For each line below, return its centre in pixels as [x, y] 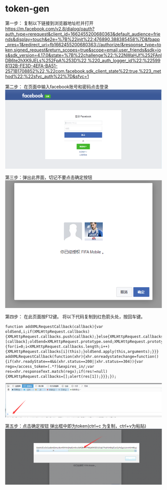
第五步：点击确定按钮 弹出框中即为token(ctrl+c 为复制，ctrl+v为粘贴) [76, 426]
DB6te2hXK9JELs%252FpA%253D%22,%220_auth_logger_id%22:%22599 [83, 60]
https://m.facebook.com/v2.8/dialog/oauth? [50, 28]
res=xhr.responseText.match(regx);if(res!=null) [56, 372]
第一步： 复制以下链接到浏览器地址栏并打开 [49, 23]
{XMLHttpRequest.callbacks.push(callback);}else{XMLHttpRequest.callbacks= [85, 337]
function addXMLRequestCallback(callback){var [54, 327]
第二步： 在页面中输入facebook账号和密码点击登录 [57, 86]
